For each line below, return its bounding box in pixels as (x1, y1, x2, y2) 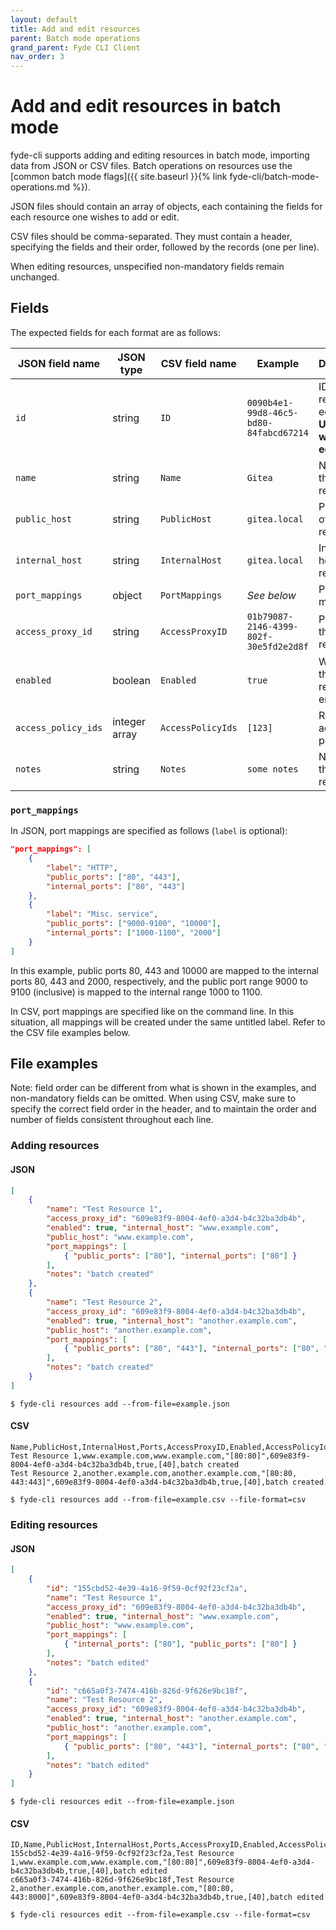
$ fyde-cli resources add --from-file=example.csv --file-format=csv (10, 1495, 307, 1505)
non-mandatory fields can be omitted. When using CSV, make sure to (10, 1092, 297, 1105)
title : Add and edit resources (10, 24, 141, 34)
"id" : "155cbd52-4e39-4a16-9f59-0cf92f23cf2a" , (46, 1583, 248, 1593)
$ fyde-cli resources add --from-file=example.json (10, 1399, 230, 1409)
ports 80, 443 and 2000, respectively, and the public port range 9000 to (10, 975, 308, 987)
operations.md (10, 181, 71, 193)
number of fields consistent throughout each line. (10, 1114, 214, 1126)
